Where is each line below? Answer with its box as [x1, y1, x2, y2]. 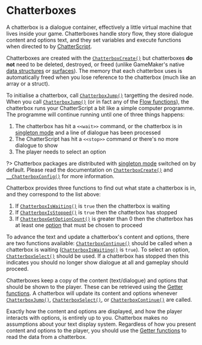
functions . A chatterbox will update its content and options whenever [6, 290, 178, 297]
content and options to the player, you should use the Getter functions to [6, 326, 187, 334]
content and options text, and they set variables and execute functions [6, 36, 181, 43]
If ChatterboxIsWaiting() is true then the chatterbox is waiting [14, 202, 170, 210]
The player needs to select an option [14, 148, 107, 155]
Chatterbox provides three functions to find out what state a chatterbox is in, [6, 184, 197, 191]
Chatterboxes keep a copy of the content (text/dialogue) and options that [6, 276, 188, 284]
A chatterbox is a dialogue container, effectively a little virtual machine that [6, 23, 192, 31]
